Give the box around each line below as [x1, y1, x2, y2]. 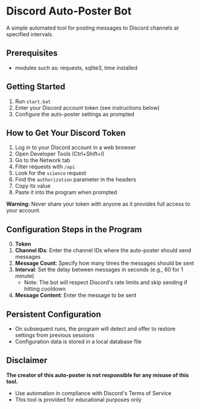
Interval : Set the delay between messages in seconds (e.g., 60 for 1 [14, 266, 184, 273]
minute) [14, 273, 34, 280]
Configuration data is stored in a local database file [14, 338, 142, 345]
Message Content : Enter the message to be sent [14, 291, 137, 299]
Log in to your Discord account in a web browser [14, 144, 136, 151]
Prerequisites [6, 48, 58, 59]
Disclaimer [6, 355, 48, 366]
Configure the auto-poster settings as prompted [14, 110, 134, 118]
